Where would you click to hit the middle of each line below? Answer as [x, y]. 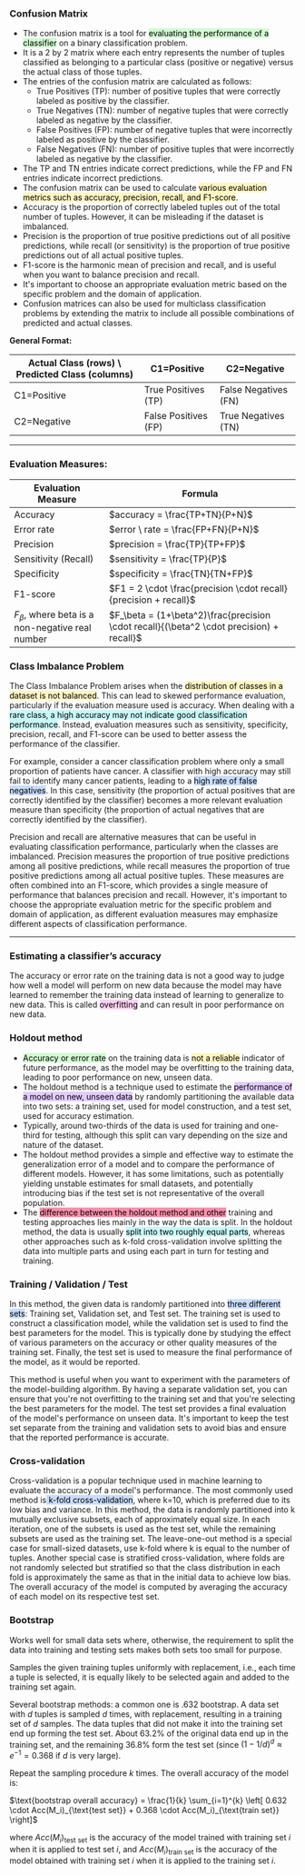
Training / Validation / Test [69, 1284]
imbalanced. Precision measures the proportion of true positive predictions [149, 856]
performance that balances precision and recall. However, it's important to [148, 895]
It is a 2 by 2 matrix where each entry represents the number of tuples [153, 53]
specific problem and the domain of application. [112, 294]
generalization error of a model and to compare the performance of [148, 1164]
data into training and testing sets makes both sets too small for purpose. [146, 1650]
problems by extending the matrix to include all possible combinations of [158, 314]
